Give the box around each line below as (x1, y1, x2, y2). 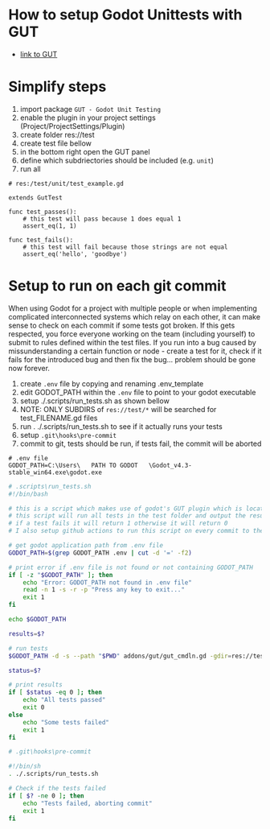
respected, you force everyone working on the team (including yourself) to (8, 328, 256, 339)
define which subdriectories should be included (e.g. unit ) (19, 155, 215, 165)
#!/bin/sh (8, 762, 42, 770)
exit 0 (22, 703, 45, 711)
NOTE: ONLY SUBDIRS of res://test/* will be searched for (19, 404, 217, 414)
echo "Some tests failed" (22, 718, 110, 726)
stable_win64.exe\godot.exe (8, 468, 103, 476)
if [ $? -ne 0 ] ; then (8, 791, 84, 800)
